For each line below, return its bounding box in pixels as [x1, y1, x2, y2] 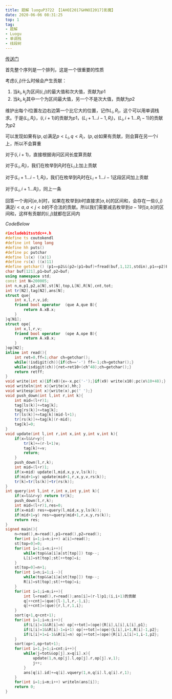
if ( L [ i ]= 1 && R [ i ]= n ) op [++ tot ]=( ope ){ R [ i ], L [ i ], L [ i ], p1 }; [24, 622, 148, 627]
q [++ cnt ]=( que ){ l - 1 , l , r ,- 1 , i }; [24, 598, 91, 603]
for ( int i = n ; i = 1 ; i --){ [14, 570, 63, 575]
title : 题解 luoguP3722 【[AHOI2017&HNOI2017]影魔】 [5, 7, 116, 13]
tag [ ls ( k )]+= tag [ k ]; [14, 403, 58, 408]
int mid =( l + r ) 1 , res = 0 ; [14, 503, 63, 508]
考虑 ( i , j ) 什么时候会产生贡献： [5, 78, 67, 84]
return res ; [14, 517, 40, 522]
